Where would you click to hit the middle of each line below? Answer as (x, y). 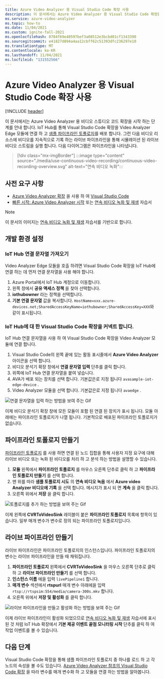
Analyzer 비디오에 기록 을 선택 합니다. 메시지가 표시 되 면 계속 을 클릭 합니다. (85, 488)
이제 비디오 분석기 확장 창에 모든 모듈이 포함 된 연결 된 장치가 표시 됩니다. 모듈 (79, 411)
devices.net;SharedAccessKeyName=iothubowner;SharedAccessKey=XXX (81, 307)
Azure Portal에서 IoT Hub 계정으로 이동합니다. (57, 282)
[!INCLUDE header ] (24, 111)
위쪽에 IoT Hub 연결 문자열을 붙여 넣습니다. (53, 373)
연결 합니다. (25, 344)
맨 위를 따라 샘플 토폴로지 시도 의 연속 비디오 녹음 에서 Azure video (76, 481)
